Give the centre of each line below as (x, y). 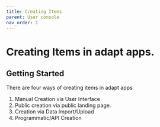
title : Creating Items (34, 12)
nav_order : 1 (22, 22)
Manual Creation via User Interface (57, 99)
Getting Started (35, 74)
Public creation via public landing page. (63, 105)
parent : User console (33, 17)
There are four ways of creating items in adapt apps (70, 88)
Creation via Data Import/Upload (54, 112)
